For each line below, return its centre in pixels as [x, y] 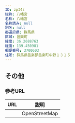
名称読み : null [19, 23]
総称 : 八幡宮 [16, 14]
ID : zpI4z [15, 10]
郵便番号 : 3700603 [22, 50]
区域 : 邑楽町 [16, 37]
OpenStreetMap [40, 114]
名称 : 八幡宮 [16, 19]
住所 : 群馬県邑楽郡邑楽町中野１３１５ [38, 55]
